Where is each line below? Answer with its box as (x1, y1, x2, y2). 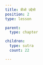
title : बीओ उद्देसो (5, 7, 36, 12)
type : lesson (5, 16, 32, 21)
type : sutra (9, 43, 34, 48)
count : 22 (9, 48, 29, 53)
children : (5, 39, 25, 44)
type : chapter (9, 30, 38, 35)
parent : (5, 25, 21, 30)
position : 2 (5, 12, 29, 17)
